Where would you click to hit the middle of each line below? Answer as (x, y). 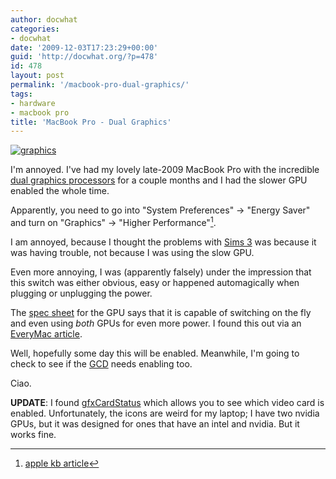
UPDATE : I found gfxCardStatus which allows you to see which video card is (167, 402)
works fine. (33, 434)
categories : (35, 29)
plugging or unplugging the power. (81, 293)
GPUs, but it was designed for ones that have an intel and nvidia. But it (155, 423)
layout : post (37, 76)
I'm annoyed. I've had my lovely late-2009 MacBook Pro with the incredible (165, 170)
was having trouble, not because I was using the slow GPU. (132, 252)
